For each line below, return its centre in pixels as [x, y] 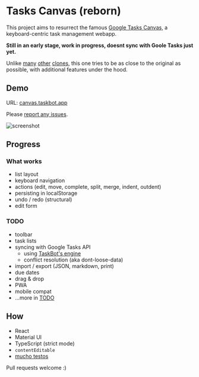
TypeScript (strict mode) [45, 343]
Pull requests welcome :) [36, 367]
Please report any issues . [37, 114]
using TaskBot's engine [52, 253]
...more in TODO [34, 297]
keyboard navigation [40, 180]
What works [24, 161]
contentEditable [35, 350]
